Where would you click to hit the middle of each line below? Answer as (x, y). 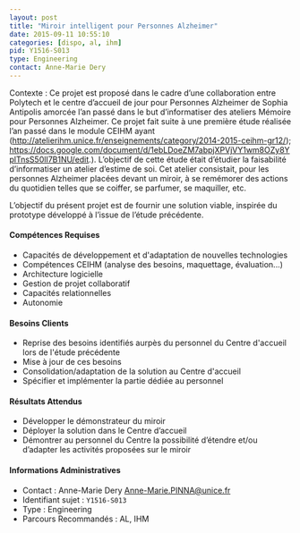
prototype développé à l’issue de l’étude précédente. (107, 215)
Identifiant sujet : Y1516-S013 (74, 499)
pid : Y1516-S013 (39, 51)
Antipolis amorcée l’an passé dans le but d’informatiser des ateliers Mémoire (150, 112)
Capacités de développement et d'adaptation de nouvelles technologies (155, 255)
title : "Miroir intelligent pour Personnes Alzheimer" (114, 26)
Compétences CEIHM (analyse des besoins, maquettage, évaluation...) (153, 265)
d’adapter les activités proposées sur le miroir (106, 450)
